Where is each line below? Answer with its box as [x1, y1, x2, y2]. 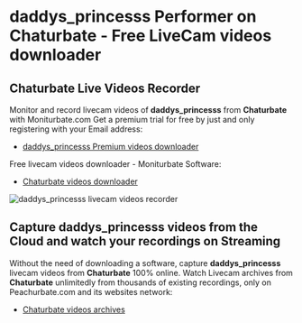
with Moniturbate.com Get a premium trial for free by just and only [9, 115, 255, 125]
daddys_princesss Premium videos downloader [22, 142, 199, 152]
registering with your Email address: [9, 124, 143, 134]
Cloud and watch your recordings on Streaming [9, 234, 281, 249]
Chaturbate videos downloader [22, 176, 138, 187]
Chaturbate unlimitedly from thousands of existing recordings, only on [9, 277, 272, 288]
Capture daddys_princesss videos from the [9, 219, 259, 235]
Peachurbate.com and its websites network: [9, 286, 173, 297]
